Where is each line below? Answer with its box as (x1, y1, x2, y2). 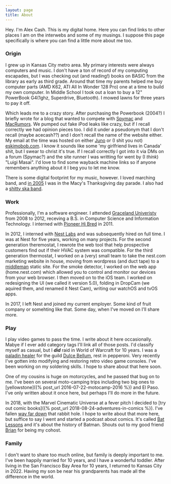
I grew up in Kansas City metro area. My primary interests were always (5, 62, 155, 68)
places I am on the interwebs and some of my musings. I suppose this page (5, 32, 165, 38)
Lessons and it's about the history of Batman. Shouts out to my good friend (5, 422, 164, 428)
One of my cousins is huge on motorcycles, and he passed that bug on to (5, 374, 160, 380)
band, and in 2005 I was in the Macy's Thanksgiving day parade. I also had (5, 180, 163, 186)
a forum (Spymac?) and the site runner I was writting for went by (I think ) (5, 154, 159, 160)
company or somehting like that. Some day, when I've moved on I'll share (5, 306, 160, 312)
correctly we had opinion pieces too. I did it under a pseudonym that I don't (5, 126, 164, 133)
